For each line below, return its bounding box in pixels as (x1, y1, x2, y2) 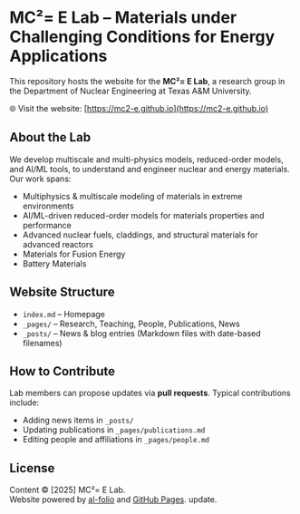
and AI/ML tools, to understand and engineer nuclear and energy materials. (9, 163, 290, 174)
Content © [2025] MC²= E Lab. (9, 484, 126, 496)
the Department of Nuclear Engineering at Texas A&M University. (9, 85, 252, 96)
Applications (9, 46, 108, 66)
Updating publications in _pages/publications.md (22, 424, 206, 435)
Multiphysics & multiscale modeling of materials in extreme (22, 190, 243, 201)
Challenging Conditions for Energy (9, 26, 276, 47)
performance (22, 219, 73, 230)
